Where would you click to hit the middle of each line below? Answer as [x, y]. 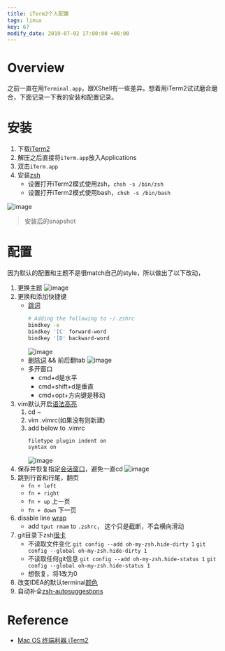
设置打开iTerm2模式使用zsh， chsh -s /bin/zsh [96, 184]
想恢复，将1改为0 [53, 574]
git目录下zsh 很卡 [42, 535]
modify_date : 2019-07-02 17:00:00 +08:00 [68, 33]
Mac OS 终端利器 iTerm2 [53, 640]
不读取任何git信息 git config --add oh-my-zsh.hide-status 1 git [122, 559]
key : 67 [19, 27]
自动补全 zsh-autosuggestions [60, 591]
